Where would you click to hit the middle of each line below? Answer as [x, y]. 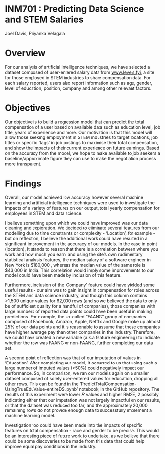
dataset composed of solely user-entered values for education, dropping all [82, 378]
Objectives [28, 108]
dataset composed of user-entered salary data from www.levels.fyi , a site [80, 72]
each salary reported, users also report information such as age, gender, [79, 83]
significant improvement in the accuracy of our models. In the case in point [81, 244]
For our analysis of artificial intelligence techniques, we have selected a [78, 67]
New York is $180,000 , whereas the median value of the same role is [75, 265]
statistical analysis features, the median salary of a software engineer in [78, 259]
